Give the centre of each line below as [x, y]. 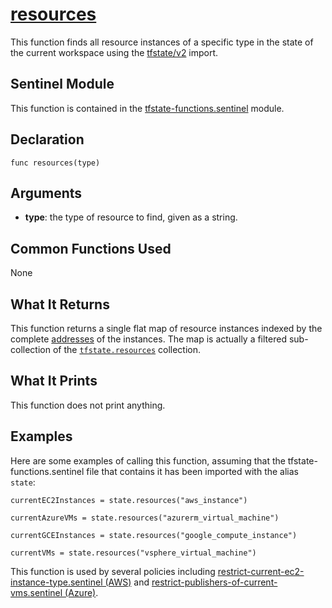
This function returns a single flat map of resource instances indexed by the [166, 328]
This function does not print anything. [88, 405]
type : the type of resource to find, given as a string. [131, 217]
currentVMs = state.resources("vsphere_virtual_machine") [133, 553]
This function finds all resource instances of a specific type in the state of [162, 42]
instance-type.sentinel [56, 582]
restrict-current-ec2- [261, 571]
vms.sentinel [36, 592]
